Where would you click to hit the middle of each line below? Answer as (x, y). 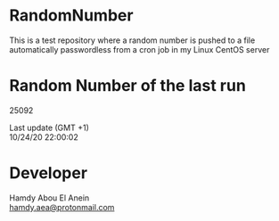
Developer (48, 173)
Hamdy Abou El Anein (49, 198)
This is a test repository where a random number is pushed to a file (132, 40)
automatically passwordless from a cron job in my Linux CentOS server (139, 49)
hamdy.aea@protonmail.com (62, 207)
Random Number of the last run (128, 86)
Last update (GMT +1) (49, 127)
